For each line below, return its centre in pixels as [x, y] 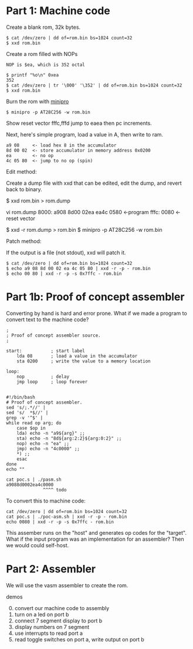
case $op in [31, 428]
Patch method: [24, 241]
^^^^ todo [55, 490]
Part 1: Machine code [58, 11]
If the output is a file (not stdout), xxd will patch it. [66, 252]
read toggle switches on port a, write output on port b [79, 639]
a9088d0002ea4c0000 [30, 485]
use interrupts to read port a [49, 633]
